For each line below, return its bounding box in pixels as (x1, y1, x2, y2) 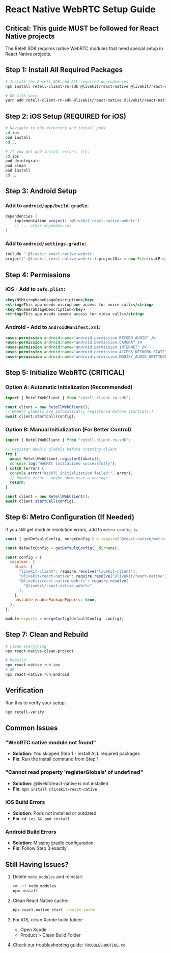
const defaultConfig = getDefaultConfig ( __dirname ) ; (5, 545, 120, 551)
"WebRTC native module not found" (5, 739, 97, 746)
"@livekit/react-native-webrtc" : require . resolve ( (18, 578, 129, 583)
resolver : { (10, 559, 36, 565)
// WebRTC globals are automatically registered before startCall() (5, 409, 154, 414)
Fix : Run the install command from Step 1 (12, 756, 99, 762)
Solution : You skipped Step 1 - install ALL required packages (12, 750, 140, 756)
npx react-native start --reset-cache (12, 907, 95, 912)
